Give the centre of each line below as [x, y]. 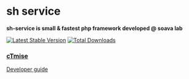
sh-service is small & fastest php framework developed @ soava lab [94, 28]
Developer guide [27, 69]
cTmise [17, 56]
